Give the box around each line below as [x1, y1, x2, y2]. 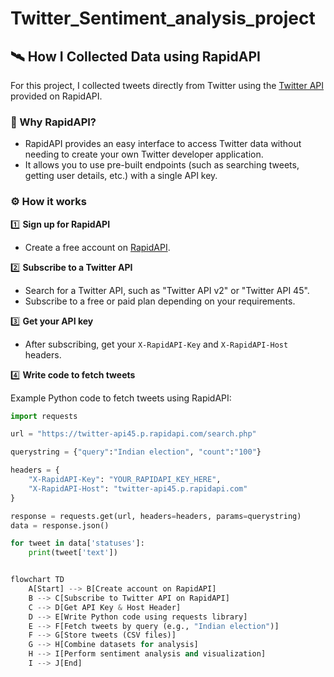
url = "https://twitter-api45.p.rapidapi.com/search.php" [10, 429, 257, 439]
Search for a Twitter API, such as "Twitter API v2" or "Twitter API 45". [24, 284, 310, 296]
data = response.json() [10, 520, 110, 531]
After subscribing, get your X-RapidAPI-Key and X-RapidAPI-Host [24, 338, 289, 350]
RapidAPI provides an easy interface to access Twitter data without [24, 138, 302, 150]
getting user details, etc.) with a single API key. [24, 170, 218, 182]
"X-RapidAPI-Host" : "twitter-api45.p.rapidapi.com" [28, 483, 248, 494]
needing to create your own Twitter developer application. [24, 148, 264, 161]
